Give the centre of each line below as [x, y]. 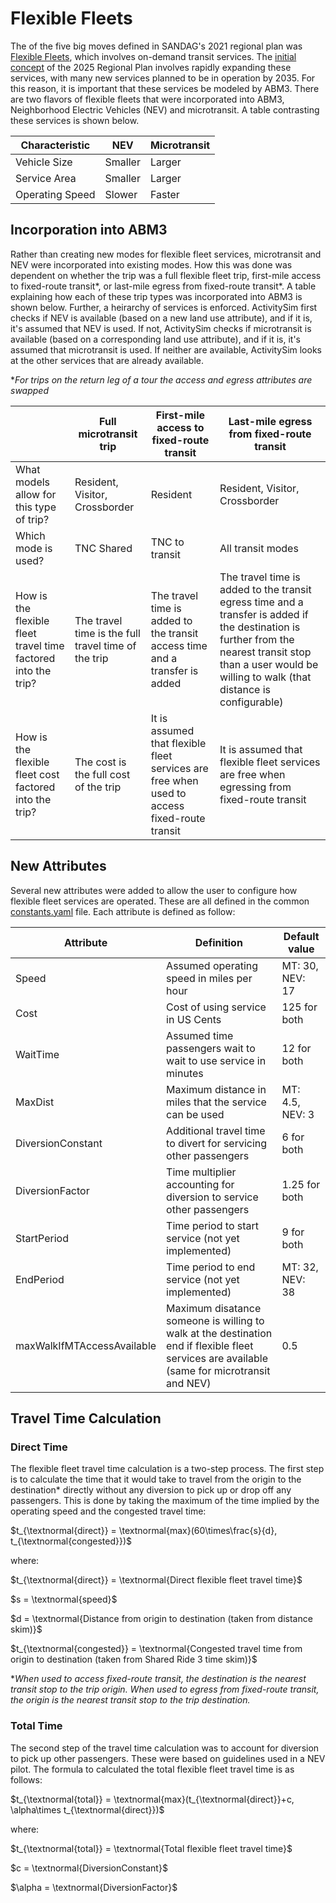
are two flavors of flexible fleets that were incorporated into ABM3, [147, 99]
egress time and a [261, 602]
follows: [26, 1779]
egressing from [255, 787]
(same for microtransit [218, 1370]
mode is [34, 548]
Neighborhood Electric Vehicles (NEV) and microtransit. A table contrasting [165, 109]
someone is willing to [215, 1320]
